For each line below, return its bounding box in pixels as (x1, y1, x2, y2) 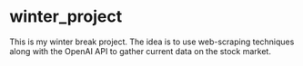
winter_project (9, 6, 123, 27)
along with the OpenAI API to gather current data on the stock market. (9, 45, 271, 56)
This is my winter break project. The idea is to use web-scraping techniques (9, 36, 295, 47)
